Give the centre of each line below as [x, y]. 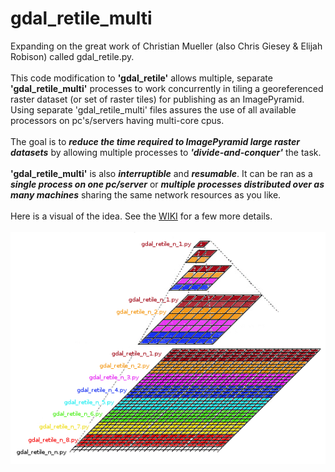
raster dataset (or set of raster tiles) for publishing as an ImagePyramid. [157, 99]
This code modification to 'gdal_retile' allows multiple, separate [141, 78]
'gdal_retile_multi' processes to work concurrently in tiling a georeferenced [167, 88]
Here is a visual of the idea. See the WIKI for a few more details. [141, 216]
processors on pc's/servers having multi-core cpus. [117, 120]
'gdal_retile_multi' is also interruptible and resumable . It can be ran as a [161, 173]
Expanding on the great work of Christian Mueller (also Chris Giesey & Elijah [166, 46]
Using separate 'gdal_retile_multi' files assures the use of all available [153, 109]
